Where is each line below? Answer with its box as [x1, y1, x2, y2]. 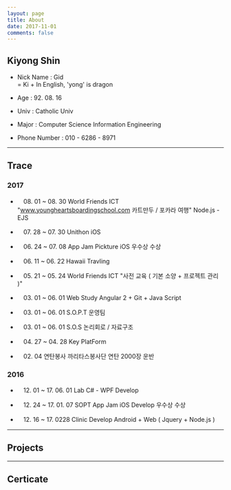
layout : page [7, 10, 45, 17]
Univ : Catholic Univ [16, 107, 74, 116]
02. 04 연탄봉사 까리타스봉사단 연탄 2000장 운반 [23, 352, 155, 360]
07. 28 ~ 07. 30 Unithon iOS [23, 228, 101, 236]
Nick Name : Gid [16, 73, 64, 81]
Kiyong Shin [7, 54, 60, 66]
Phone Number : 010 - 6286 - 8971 [16, 134, 116, 142]
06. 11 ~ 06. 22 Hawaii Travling [23, 257, 110, 265]
